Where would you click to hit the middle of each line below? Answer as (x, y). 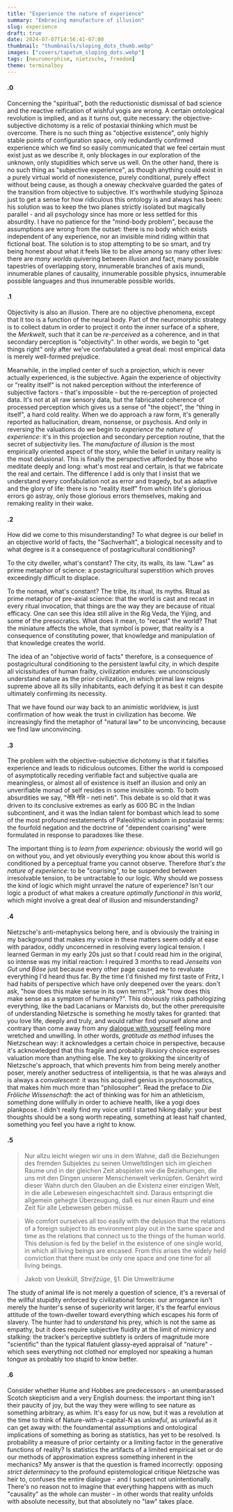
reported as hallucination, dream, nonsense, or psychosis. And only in (107, 422)
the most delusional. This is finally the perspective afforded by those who (112, 459)
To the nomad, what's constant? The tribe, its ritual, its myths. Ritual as (109, 591)
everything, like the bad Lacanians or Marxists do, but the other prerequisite (116, 1006)
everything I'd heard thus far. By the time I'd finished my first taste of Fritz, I (115, 976)
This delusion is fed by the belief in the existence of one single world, (123, 1243)
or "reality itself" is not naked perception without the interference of (104, 385)
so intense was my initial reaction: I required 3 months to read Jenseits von (114, 961)
